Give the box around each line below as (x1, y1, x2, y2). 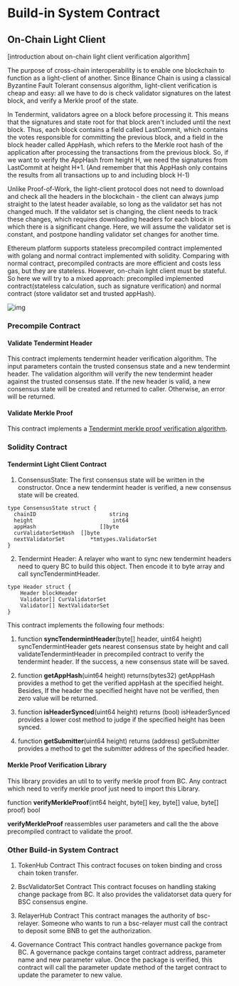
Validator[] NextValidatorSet (20, 602, 110, 610)
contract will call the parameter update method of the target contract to (17, 962, 227, 971)
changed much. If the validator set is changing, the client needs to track (7, 207, 218, 215)
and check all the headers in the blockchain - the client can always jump (7, 192, 219, 200)
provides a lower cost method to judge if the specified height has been (17, 715, 225, 724)
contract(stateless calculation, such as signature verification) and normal (7, 282, 222, 290)
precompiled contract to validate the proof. (7, 827, 133, 836)
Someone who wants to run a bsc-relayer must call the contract (41, 918, 228, 928)
